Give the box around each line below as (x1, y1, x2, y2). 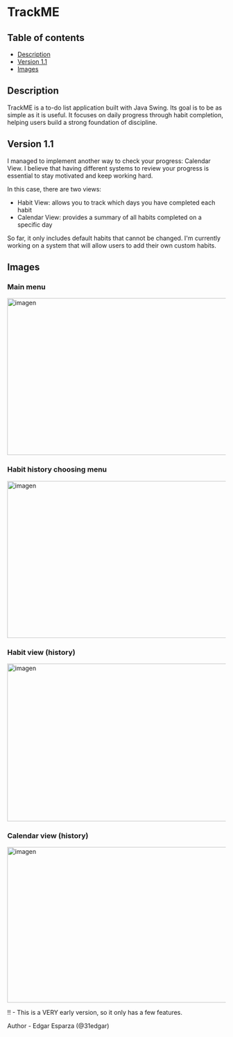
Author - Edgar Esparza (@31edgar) (7, 1022, 110, 1030)
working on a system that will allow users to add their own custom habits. (7, 241, 217, 250)
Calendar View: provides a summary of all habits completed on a (17, 213, 202, 221)
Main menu (7, 282, 46, 291)
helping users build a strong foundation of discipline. (7, 118, 157, 126)
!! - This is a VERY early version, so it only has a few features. (7, 1009, 182, 1017)
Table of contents (7, 32, 85, 44)
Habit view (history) (7, 647, 76, 657)
